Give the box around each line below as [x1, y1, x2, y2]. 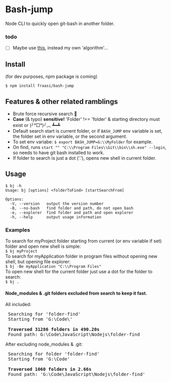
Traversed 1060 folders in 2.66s [8, 366, 92, 372]
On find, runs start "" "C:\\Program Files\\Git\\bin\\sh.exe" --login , [12, 144, 166, 150]
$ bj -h [5, 183, 22, 188]
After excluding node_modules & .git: [5, 341, 83, 347]
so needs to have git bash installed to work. [12, 149, 105, 156]
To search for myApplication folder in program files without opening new [5, 253, 158, 260]
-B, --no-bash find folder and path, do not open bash [10, 206, 134, 211]
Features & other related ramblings [5, 97, 118, 106]
